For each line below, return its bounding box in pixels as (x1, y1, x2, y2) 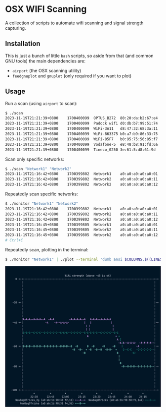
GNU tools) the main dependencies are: (5, 58, 85, 64)
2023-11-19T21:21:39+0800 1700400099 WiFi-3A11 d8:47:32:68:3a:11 (5, 126, 158, 131)
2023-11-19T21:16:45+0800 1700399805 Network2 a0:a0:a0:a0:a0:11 (5, 227, 158, 233)
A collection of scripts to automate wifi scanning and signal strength (5, 20, 144, 26)
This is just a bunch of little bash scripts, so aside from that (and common (5, 53, 154, 59)
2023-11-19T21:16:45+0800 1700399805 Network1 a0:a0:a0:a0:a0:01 (5, 222, 158, 227)
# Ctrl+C (5, 238, 23, 243)
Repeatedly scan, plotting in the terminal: (5, 247, 89, 253)
